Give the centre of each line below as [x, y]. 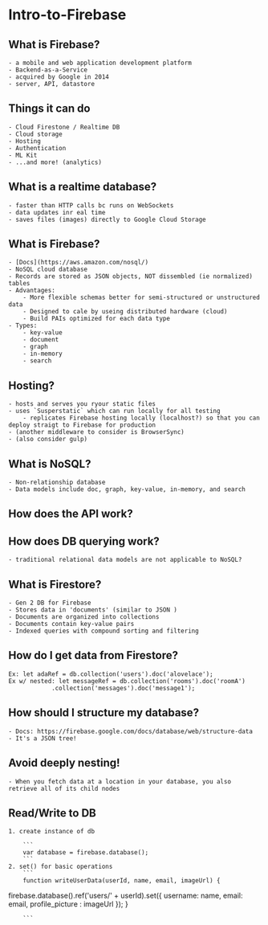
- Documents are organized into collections [84, 617]
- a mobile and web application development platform [100, 63]
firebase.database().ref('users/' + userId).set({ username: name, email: [126, 896]
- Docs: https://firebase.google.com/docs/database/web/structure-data [130, 731]
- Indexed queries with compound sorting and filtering [104, 631]
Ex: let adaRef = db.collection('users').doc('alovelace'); [111, 674]
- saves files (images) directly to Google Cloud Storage [107, 219]
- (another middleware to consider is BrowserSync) [96, 432]
